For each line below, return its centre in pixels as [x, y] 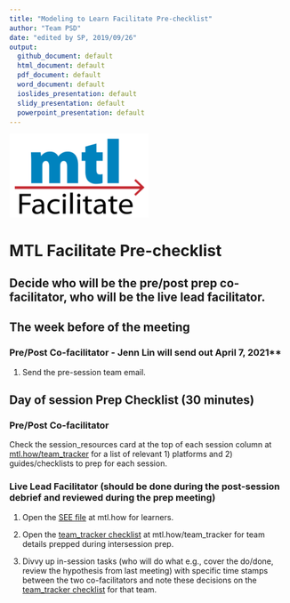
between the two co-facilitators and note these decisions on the [139, 580]
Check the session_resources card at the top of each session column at [141, 445]
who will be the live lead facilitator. [168, 297]
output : [24, 47]
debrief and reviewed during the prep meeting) [113, 498]
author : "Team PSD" [45, 28]
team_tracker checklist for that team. [89, 589]
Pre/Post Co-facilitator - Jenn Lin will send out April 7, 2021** [145, 353]
